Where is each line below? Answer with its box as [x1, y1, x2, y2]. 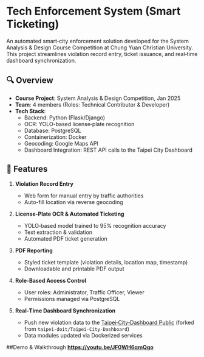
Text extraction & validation [24, 228, 93, 236]
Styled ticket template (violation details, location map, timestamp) [24, 258, 188, 266]
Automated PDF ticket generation [24, 235, 107, 242]
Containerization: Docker [24, 133, 87, 141]
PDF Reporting [15, 247, 53, 254]
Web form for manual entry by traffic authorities [24, 192, 144, 199]
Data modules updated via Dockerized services [24, 331, 143, 339]
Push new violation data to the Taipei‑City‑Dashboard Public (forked [24, 319, 194, 326]
